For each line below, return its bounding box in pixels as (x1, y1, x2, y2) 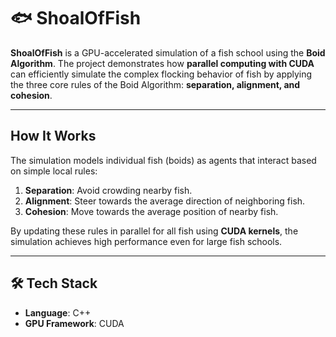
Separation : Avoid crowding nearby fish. (24, 184, 193, 196)
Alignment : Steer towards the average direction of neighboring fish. (24, 195, 306, 207)
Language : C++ (24, 306, 92, 319)
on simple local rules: (10, 165, 98, 177)
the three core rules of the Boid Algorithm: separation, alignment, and (10, 78, 301, 90)
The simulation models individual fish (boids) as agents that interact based (10, 154, 317, 166)
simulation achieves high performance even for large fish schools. (10, 235, 283, 247)
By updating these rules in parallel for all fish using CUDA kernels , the (10, 225, 299, 237)
